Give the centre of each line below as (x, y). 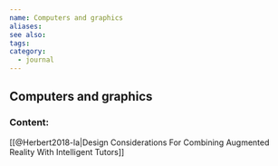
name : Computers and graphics (67, 18)
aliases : (26, 26)
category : (28, 52)
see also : (28, 34)
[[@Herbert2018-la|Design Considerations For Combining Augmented (139, 142)
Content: (29, 122)
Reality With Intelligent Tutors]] (67, 151)
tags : (19, 43)
